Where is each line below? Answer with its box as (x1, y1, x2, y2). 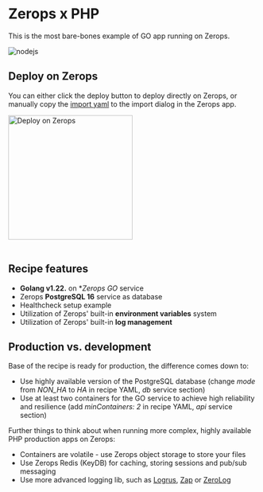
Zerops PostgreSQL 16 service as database (19, 291, 163, 301)
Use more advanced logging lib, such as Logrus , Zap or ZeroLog (19, 475, 232, 485)
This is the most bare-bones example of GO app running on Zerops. (8, 31, 230, 41)
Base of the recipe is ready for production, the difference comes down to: (8, 361, 249, 371)
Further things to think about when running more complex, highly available (8, 426, 252, 435)
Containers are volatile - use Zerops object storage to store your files (19, 450, 246, 459)
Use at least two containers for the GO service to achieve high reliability (19, 393, 255, 403)
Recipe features (8, 262, 89, 275)
